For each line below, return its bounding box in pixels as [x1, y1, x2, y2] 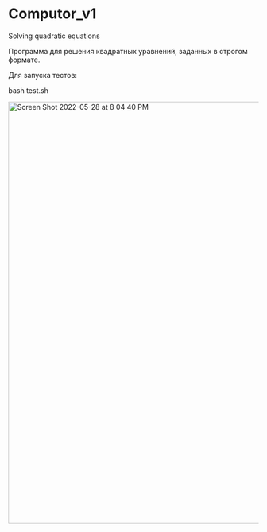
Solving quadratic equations [8, 31, 101, 41]
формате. [8, 55, 41, 64]
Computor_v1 [8, 5, 97, 23]
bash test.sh [8, 85, 49, 95]
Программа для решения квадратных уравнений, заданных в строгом [8, 46, 248, 56]
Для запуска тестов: [8, 70, 78, 80]
